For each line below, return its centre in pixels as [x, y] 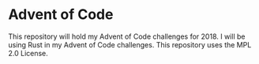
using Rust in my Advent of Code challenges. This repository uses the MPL [130, 44]
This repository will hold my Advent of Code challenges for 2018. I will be [127, 36]
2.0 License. [28, 53]
